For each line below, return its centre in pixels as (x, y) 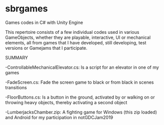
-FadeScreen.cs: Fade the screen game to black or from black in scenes (79, 82)
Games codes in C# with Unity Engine (44, 22)
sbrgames (26, 9)
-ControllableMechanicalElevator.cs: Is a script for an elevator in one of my (82, 67)
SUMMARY (17, 57)
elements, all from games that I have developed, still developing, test (76, 42)
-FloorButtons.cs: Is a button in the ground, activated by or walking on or (80, 97)
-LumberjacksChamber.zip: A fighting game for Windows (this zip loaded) (81, 112)
